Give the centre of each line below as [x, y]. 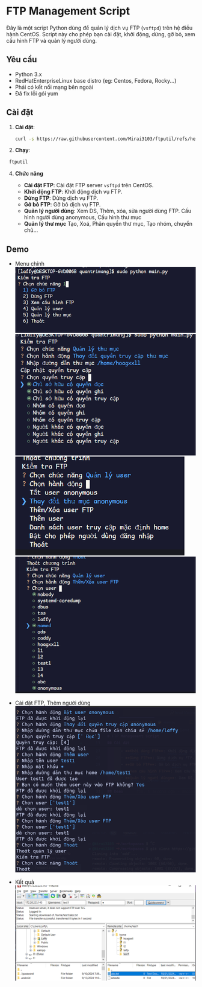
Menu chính [30, 264]
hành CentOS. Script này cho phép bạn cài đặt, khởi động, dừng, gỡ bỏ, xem [101, 34]
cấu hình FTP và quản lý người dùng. [52, 40]
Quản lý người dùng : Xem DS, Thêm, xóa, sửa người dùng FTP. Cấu [108, 211]
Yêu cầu [22, 59]
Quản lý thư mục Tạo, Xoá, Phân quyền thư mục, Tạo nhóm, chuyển [108, 224]
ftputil [18, 162]
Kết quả [25, 882]
